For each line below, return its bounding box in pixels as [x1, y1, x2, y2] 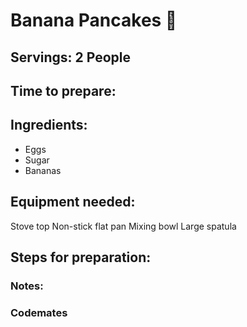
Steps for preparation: [10, 249, 152, 266]
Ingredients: [10, 117, 88, 134]
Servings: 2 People [10, 49, 131, 66]
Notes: [10, 279, 44, 293]
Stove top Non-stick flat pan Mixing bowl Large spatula [10, 220, 237, 232]
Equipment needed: [10, 194, 136, 211]
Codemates [10, 305, 68, 319]
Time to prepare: [10, 82, 117, 99]
